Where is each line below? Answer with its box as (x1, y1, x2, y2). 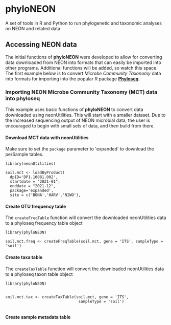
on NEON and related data (5, 25, 60, 31)
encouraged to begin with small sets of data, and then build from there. (5, 123, 155, 129)
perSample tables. (5, 151, 44, 158)
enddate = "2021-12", (10, 184, 56, 189)
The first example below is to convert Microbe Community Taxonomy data (5, 70, 161, 76)
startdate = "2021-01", (10, 179, 60, 184)
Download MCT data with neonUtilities (5, 134, 89, 141)
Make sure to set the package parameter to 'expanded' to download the (5, 146, 154, 152)
